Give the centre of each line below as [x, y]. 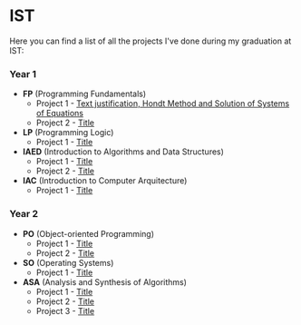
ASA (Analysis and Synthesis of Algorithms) [105, 281]
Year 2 [24, 214]
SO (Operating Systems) [68, 262]
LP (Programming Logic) [68, 133]
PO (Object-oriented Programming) [88, 233]
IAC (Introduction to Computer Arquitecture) [105, 181]
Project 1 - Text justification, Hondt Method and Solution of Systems [163, 103]
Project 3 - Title [65, 310]
